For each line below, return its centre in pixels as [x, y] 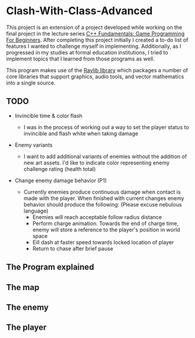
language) [36, 211]
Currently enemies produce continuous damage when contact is [102, 192]
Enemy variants [33, 145]
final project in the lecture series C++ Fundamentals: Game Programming [95, 33]
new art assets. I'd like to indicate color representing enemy [97, 162]
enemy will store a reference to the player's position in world [106, 230]
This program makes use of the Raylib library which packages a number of [97, 70]
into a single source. [31, 83]
